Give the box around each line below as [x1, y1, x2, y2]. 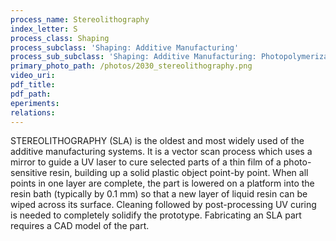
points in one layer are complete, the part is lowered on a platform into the [10, 177, 315, 190]
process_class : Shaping [10, 33, 110, 43]
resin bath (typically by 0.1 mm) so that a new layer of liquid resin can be [10, 188, 308, 200]
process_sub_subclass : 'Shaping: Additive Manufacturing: [10, 52, 257, 62]
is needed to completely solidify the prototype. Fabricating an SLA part [10, 209, 302, 221]
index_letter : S [10, 24, 78, 34]
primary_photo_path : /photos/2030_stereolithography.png [10, 61, 253, 71]
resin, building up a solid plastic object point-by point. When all [49, 167, 309, 179]
